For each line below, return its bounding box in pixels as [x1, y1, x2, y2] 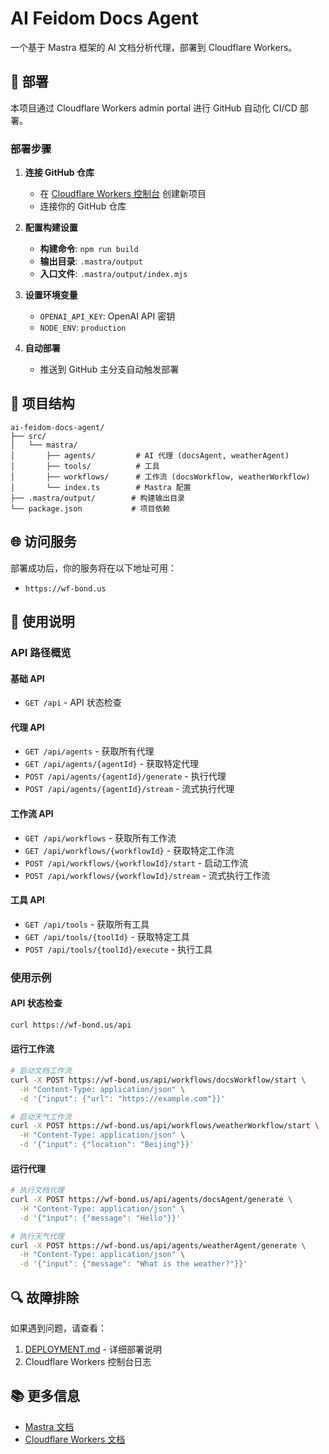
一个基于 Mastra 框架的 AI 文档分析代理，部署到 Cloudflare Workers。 [10, 41, 298, 53]
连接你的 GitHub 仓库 [39, 200, 127, 212]
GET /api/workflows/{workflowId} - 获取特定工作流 [24, 844, 235, 856]
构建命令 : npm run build [39, 243, 139, 255]
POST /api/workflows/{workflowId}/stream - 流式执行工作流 [24, 869, 271, 881]
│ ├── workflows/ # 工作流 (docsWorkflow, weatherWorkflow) [10, 472, 311, 482]
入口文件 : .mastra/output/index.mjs [39, 268, 188, 280]
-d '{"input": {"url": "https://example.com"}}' [19, 1093, 226, 1104]
